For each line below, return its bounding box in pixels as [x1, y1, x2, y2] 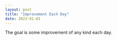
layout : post [5, 7, 32, 12]
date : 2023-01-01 [5, 16, 41, 21]
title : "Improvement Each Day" [5, 12, 69, 17]
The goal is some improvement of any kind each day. [5, 30, 112, 36]
